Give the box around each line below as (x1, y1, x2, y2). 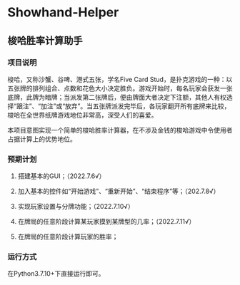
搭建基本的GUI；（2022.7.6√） (17, 172, 106, 180)
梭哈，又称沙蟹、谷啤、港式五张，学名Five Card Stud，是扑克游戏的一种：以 (7, 75, 233, 83)
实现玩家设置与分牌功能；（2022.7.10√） (17, 202, 134, 211)
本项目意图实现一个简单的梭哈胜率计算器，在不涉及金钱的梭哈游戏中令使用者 (7, 125, 233, 134)
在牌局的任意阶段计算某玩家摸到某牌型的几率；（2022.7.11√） (17, 217, 196, 226)
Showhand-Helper (7, 4, 119, 21)
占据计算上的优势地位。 (7, 135, 76, 143)
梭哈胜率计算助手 (7, 34, 83, 46)
